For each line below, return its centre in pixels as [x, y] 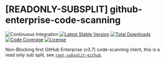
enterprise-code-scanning [63, 20]
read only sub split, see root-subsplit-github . [54, 55]
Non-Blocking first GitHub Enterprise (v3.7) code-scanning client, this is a [83, 49]
